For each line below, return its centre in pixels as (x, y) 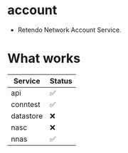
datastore (27, 115)
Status (61, 81)
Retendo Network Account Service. (69, 30)
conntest (26, 104)
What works (44, 58)
